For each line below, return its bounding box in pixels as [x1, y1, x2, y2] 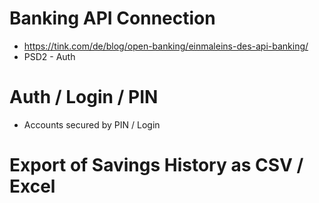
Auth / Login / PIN [9, 86, 159, 109]
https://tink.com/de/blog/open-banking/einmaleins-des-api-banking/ [23, 40, 309, 52]
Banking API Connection [9, 7, 216, 30]
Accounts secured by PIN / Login [23, 118, 161, 131]
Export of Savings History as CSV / [9, 154, 304, 177]
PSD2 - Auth [23, 50, 76, 62]
